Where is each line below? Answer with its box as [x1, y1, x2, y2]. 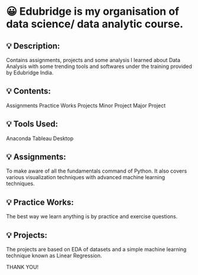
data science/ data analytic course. [6, 17, 184, 31]
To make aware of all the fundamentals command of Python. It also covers [6, 167, 187, 174]
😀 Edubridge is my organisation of [6, 5, 179, 18]
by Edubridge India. [6, 69, 54, 76]
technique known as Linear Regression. [6, 252, 102, 259]
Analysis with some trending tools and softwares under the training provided [6, 63, 192, 70]
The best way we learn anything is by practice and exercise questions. [6, 213, 178, 220]
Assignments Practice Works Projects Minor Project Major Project [6, 102, 166, 109]
